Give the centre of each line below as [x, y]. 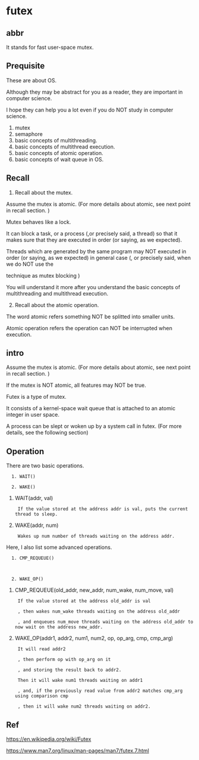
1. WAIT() [23, 477]
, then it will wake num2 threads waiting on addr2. [84, 707]
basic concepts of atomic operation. [59, 153]
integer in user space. [33, 415]
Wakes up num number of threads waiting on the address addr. [96, 536]
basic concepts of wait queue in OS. [59, 159]
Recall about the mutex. [44, 193]
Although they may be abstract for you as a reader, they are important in [94, 92]
